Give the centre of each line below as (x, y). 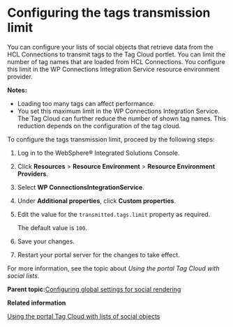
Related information (37, 303)
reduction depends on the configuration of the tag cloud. (99, 126)
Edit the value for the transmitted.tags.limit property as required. (114, 214)
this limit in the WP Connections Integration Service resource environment (113, 69)
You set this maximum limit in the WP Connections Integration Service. (118, 111)
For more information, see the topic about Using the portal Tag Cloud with (113, 268)
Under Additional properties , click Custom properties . (97, 201)
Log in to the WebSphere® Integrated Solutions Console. (98, 153)
